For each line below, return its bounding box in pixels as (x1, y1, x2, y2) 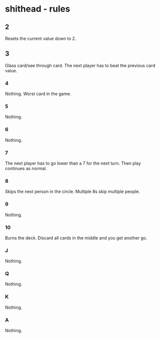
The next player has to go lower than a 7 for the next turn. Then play (5, 160, 142, 166)
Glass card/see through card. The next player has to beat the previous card (5, 62, 156, 68)
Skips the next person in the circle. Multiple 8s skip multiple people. (5, 188, 140, 195)
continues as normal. (5, 166, 47, 171)
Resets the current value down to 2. (5, 35, 77, 41)
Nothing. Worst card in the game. (5, 91, 71, 97)
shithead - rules (5, 3, 70, 15)
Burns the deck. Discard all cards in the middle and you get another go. (5, 235, 147, 241)
